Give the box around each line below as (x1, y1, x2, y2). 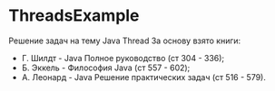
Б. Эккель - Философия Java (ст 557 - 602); (21, 62, 191, 73)
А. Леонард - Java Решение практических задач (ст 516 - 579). (21, 71, 267, 82)
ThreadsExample (8, 5, 140, 26)
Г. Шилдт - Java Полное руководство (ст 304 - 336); (21, 52, 225, 63)
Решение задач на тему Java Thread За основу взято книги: (8, 35, 241, 46)
